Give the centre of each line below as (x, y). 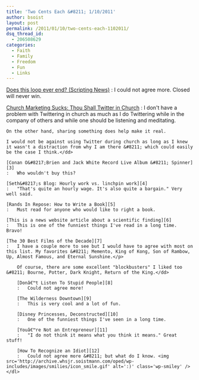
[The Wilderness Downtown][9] (55, 299)
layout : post (22, 23)
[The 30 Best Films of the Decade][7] (54, 241)
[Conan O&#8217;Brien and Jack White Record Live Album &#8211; (88, 163)
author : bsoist (25, 17)
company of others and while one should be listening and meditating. (91, 121)
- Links (21, 73)
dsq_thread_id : (25, 34)
